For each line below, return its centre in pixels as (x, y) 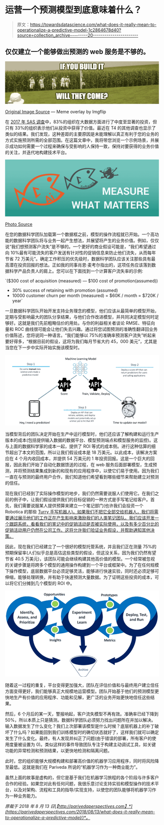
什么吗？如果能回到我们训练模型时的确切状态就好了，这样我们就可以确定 (86, 733)
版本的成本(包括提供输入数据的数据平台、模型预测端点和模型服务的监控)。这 (82, 440)
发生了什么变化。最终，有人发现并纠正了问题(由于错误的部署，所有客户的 (79, 738)
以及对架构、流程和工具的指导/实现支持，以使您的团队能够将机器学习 (83, 790)
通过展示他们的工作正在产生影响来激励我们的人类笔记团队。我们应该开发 (82, 518)
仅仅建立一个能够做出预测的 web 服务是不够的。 (77, 52)
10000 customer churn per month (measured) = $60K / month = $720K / (85, 296)
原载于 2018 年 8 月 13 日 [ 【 (32, 806)
